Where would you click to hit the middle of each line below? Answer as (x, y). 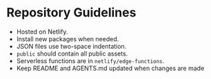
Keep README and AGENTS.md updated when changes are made (110, 68)
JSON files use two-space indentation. (71, 46)
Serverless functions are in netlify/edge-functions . (90, 60)
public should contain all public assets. (72, 54)
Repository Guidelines (71, 13)
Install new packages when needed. (68, 38)
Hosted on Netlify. (42, 32)
